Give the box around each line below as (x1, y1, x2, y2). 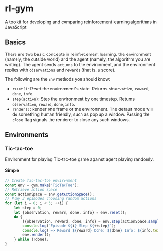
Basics (5, 38, 26, 47)
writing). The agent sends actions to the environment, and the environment (5, 61, 156, 67)
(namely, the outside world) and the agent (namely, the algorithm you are (5, 56, 151, 62)
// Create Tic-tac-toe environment (5, 178, 77, 183)
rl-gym (5, 3, 33, 14)
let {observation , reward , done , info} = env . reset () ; (14, 210, 127, 215)
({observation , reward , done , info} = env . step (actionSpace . (22, 219, 149, 224)
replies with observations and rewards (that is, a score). (5, 67, 115, 72)
